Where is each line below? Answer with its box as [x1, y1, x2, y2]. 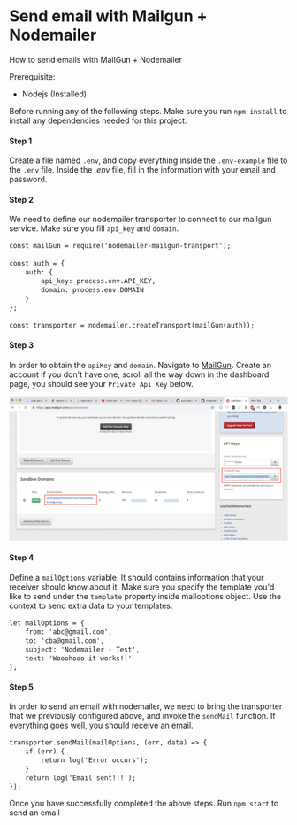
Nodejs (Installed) [21, 89, 87, 99]
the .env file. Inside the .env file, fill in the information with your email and [9, 165, 276, 175]
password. [9, 174, 48, 185]
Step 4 [9, 552, 34, 563]
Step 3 [9, 339, 34, 351]
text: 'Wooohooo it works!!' [25, 654, 133, 663]
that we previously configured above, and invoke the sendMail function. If [9, 711, 276, 721]
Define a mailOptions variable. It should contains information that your [9, 573, 264, 583]
